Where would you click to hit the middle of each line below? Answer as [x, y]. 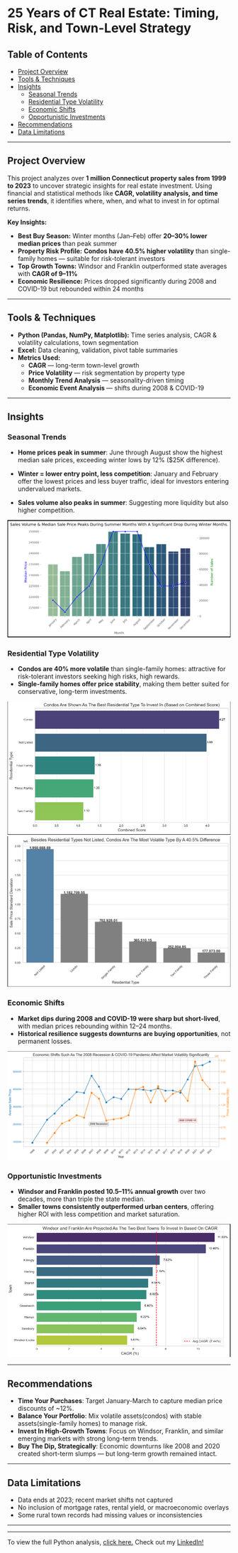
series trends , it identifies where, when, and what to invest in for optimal [113, 201]
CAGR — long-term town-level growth [84, 365]
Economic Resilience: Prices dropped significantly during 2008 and [117, 281]
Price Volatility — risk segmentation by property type [107, 373]
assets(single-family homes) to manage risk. [83, 1424]
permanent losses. [45, 1041]
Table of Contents [48, 54]
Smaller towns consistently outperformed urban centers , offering [115, 1206]
